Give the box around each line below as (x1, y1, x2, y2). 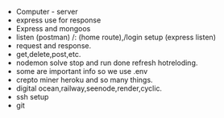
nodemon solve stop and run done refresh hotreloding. (15, 58, 198, 67)
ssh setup (15, 92, 49, 101)
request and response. (15, 41, 91, 51)
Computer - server (15, 7, 78, 16)
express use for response (15, 15, 102, 25)
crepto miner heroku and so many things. (15, 75, 153, 84)
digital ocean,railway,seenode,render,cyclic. (15, 83, 163, 93)
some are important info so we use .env (15, 67, 148, 75)
